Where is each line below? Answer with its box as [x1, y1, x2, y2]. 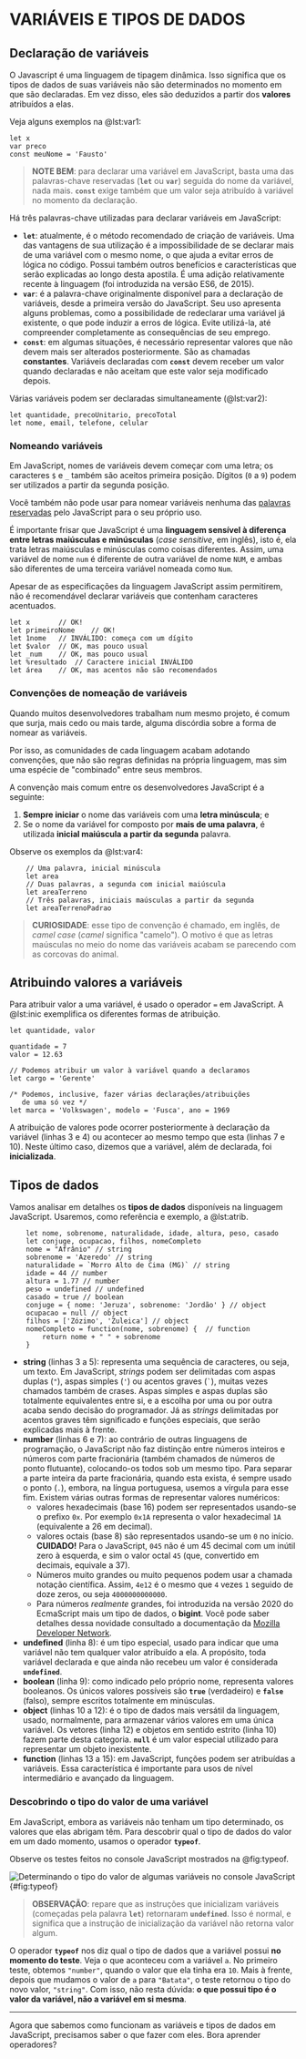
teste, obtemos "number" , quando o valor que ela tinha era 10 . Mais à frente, [9, 1964, 293, 1975]
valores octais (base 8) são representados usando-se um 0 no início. [36, 1531, 294, 1542]
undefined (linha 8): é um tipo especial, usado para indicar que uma [22, 1637, 280, 1648]
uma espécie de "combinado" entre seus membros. [9, 763, 203, 774]
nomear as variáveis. [9, 727, 88, 738]
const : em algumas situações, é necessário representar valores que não [22, 337, 293, 347]
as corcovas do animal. [31, 948, 119, 959]
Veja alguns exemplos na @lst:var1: [9, 117, 141, 127]
